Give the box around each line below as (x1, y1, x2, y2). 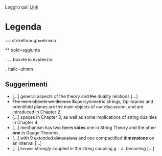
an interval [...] (12, 140, 42, 146)
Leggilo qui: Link (5, 4, 38, 10)
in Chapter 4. (12, 119, 39, 125)
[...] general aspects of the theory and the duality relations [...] (12, 93, 138, 99)
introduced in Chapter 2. (12, 109, 62, 115)
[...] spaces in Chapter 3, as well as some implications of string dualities (12, 114, 157, 120)
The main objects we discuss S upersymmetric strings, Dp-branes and (12, 98, 153, 104)
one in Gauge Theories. (12, 130, 60, 135)
